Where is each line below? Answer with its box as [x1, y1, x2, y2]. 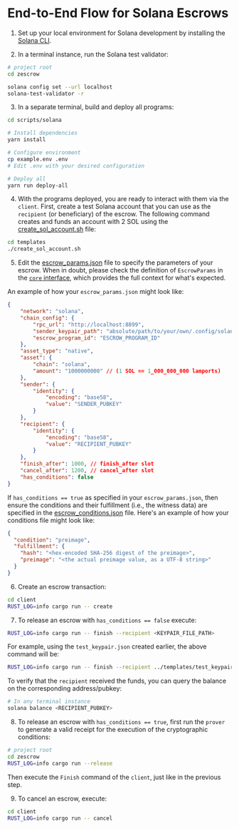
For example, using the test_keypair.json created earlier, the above [7, 642, 208, 651]
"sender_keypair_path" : [33, 327, 103, 335]
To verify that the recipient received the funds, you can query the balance [7, 676, 226, 686]
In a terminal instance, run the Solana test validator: [17, 50, 169, 59]
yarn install [7, 136, 46, 143]
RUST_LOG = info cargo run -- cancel [7, 815, 113, 822]
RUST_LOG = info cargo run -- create [7, 603, 113, 610]
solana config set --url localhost [7, 83, 113, 91]
